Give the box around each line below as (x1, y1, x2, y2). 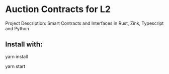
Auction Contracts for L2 (5, 4, 111, 15)
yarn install (5, 53, 28, 59)
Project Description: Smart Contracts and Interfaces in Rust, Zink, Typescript (5, 20, 164, 26)
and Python (5, 25, 29, 31)
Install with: (5, 40, 43, 49)
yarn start (5, 63, 26, 69)
